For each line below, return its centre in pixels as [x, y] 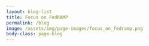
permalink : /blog [28, 23]
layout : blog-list [29, 12]
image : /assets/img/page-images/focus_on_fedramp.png [75, 28]
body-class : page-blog [34, 34]
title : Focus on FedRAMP [37, 17]
